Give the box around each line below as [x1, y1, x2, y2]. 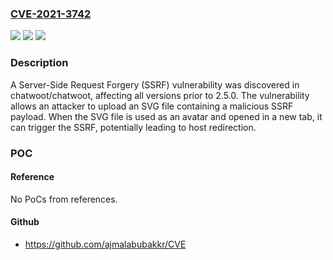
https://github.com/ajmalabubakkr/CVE [24, 238, 187, 250]
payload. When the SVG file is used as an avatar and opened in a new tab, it [10, 110, 323, 122]
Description [10, 56, 69, 70]
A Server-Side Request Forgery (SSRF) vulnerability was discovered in [10, 78, 300, 91]
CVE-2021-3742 [10, 7, 92, 21]
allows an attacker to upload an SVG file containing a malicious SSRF [10, 100, 294, 112]
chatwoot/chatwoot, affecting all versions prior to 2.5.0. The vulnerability [10, 89, 310, 101]
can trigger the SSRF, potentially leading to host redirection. [10, 121, 257, 133]
